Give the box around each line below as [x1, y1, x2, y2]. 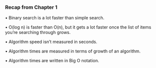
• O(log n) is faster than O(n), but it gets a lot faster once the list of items [5, 24, 152, 30]
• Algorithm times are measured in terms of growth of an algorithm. [5, 48, 141, 54]
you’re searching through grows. [5, 30, 71, 35]
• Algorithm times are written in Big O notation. [5, 58, 99, 64]
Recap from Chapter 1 [5, 4, 58, 11]
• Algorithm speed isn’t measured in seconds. [5, 39, 98, 45]
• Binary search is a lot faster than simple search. [5, 15, 105, 21]
